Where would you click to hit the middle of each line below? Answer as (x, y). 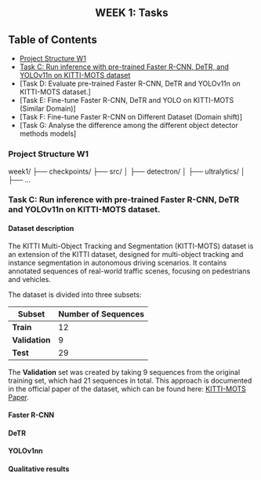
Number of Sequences (101, 313)
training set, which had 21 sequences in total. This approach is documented (130, 380)
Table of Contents (53, 40)
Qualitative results (39, 469)
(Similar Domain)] (47, 108)
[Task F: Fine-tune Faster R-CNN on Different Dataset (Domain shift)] (131, 117)
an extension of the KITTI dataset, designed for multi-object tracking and (126, 254)
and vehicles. (30, 279)
